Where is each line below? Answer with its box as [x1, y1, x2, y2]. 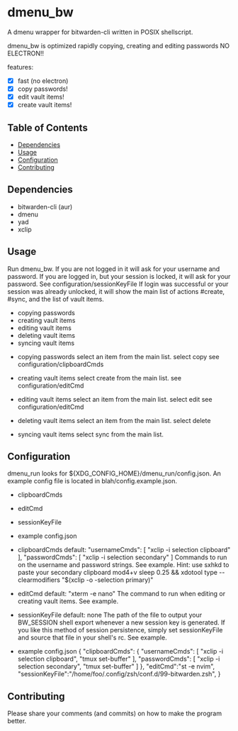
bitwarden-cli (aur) [17, 202, 73, 211]
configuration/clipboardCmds [17, 360, 104, 368]
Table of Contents [7, 121, 89, 133]
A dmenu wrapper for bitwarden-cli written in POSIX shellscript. [7, 28, 193, 36]
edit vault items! [17, 93, 65, 101]
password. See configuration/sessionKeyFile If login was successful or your [7, 280, 229, 288]
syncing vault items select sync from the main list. [17, 430, 164, 439]
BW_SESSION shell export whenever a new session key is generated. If [17, 618, 225, 627]
